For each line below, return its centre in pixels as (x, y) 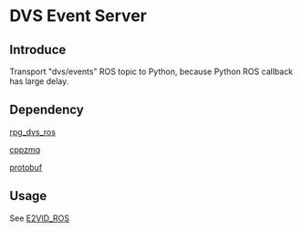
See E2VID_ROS (40, 218)
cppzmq (25, 149)
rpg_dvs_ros (33, 132)
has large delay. (39, 81)
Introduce (38, 50)
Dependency (47, 110)
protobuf (26, 167)
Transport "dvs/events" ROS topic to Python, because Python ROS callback (151, 71)
